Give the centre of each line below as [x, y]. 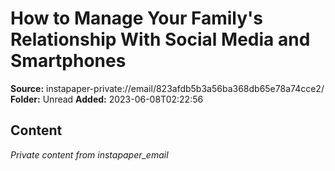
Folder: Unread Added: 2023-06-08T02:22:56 [107, 99]
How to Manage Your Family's [137, 18]
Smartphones [68, 61]
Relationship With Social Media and [160, 39]
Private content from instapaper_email [89, 154]
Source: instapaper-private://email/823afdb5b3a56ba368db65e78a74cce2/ [167, 88]
